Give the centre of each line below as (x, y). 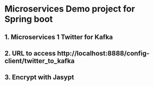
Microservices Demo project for (70, 9)
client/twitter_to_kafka (39, 61)
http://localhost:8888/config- (103, 53)
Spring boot (29, 19)
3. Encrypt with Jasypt (39, 78)
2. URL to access (30, 53)
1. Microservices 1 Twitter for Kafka (59, 37)
